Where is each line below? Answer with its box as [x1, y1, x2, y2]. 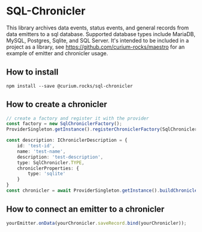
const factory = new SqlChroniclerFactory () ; [6, 121, 122, 127]
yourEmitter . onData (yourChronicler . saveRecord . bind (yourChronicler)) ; [6, 220, 187, 226]
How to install [6, 67, 59, 78]
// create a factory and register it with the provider [6, 115, 149, 121]
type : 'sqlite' [28, 171, 66, 177]
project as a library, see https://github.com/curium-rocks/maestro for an [6, 43, 185, 50]
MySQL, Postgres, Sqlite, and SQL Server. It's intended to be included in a [6, 37, 189, 44]
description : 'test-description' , [17, 154, 103, 160]
